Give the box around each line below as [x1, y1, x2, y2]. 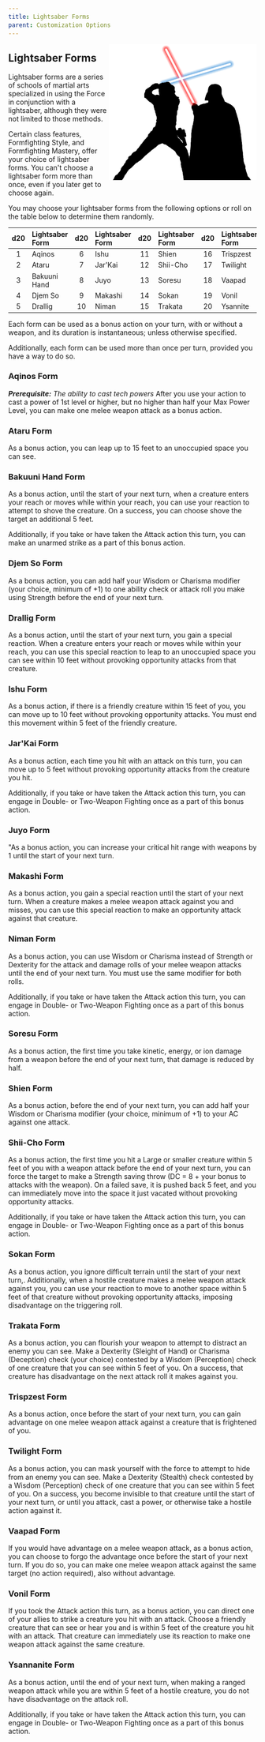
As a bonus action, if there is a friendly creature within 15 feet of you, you [8, 701, 246, 711]
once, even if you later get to [8, 180, 102, 190]
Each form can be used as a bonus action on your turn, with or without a [8, 319, 243, 329]
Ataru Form [8, 425, 53, 436]
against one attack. [8, 1117, 71, 1127]
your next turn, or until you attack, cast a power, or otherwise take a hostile [8, 1497, 252, 1507]
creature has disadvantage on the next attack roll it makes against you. [8, 1372, 238, 1381]
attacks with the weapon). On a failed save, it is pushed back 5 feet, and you [8, 1181, 256, 1190]
